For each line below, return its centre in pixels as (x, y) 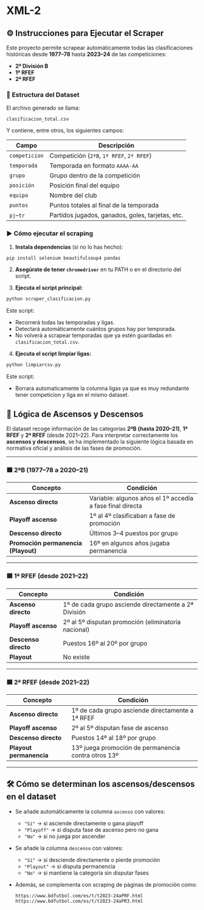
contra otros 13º (95, 755)
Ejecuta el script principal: (49, 288)
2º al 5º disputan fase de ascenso (120, 728)
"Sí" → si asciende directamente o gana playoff (84, 823)
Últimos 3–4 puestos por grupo (134, 533)
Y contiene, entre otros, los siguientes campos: (65, 130)
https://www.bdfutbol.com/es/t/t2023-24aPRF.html (79, 896)
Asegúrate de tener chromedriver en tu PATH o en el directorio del (98, 269)
